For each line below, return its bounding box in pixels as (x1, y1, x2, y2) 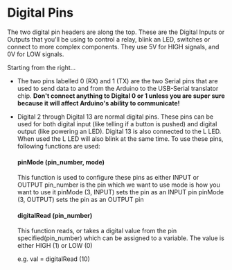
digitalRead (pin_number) (17, 211, 93, 219)
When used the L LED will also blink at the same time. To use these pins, (17, 134, 224, 143)
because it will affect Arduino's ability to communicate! (17, 99, 180, 107)
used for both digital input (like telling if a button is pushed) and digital (17, 119, 217, 128)
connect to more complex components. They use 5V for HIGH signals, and (7, 42, 220, 51)
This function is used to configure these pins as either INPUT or (17, 174, 199, 182)
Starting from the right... (7, 63, 76, 71)
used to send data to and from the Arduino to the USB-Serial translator (17, 84, 219, 92)
